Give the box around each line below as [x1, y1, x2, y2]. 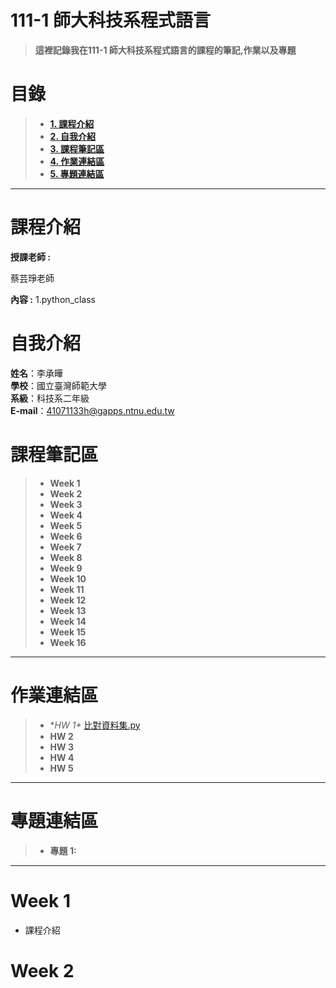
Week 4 [49, 509, 83, 521]
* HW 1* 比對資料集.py [49, 719, 141, 731]
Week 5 [49, 519, 83, 531]
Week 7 [49, 541, 82, 553]
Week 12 [49, 594, 87, 606]
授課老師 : [10, 251, 51, 263]
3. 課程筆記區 [49, 142, 105, 155]
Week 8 [49, 551, 83, 563]
